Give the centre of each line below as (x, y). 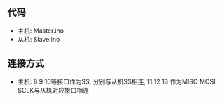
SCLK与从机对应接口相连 (53, 90)
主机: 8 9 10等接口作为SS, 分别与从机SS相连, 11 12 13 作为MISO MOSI (116, 81)
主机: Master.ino (41, 31)
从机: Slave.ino (39, 39)
